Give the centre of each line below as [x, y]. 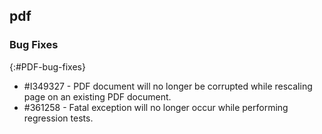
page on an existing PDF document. [97, 96]
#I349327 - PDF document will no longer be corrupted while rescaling [168, 86]
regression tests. [58, 118]
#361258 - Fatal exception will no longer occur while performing [156, 107]
